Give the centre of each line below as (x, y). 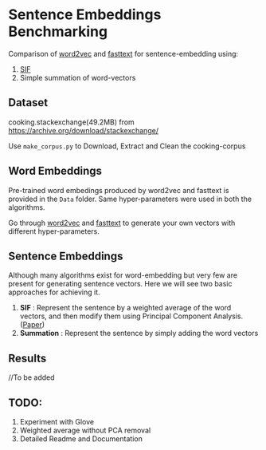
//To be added (31, 377)
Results (27, 358)
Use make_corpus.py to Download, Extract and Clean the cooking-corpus (127, 146)
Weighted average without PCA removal (85, 430)
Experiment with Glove (57, 422)
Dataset (28, 103)
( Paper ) (32, 325)
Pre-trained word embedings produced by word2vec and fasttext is (119, 190)
